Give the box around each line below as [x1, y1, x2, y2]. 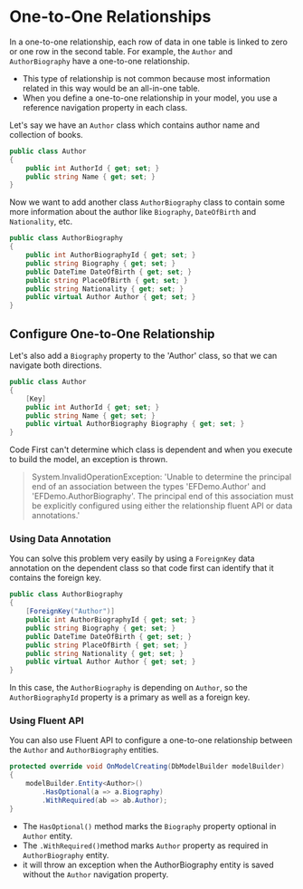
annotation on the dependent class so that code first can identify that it [9, 563, 274, 574]
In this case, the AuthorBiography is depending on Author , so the [9, 682, 248, 693]
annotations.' [31, 510, 80, 521]
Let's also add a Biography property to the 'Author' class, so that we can [9, 351, 278, 361]
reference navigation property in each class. [22, 101, 188, 112]
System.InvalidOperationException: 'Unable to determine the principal [31, 471, 292, 482]
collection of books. [9, 129, 83, 140]
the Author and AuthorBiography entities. [9, 745, 159, 756]
